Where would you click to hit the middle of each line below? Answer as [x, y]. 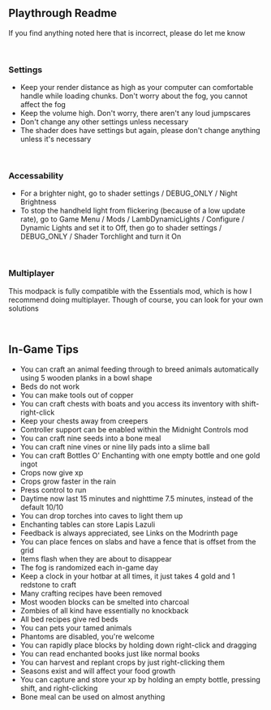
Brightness [38, 202]
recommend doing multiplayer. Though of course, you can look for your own [136, 299]
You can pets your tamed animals [76, 627]
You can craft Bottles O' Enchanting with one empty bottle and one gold [140, 455]
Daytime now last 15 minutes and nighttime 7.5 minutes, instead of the [137, 498]
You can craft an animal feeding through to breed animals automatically [140, 369]
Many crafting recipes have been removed [91, 593]
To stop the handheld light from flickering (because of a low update [133, 211]
